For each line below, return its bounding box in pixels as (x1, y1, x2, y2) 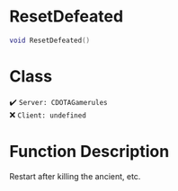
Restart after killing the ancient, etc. (9, 170, 141, 181)
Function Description (9, 141, 170, 161)
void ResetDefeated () (9, 36, 91, 45)
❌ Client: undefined (9, 109, 87, 120)
